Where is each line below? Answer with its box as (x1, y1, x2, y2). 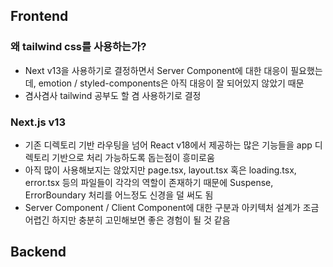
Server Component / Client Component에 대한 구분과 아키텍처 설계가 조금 (24, 201, 320, 213)
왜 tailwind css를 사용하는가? (10, 40, 147, 54)
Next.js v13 (10, 115, 66, 129)
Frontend (10, 8, 69, 25)
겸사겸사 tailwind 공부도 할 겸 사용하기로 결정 (24, 89, 202, 101)
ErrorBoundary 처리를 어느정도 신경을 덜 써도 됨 (24, 189, 214, 201)
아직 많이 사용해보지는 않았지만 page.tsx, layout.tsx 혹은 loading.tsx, (24, 164, 297, 176)
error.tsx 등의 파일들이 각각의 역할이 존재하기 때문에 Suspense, (24, 176, 274, 188)
